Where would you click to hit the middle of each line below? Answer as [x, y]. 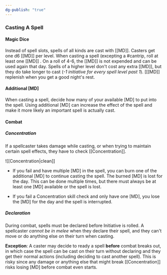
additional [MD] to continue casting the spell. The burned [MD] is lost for [88, 176]
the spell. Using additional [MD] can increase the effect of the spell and [79, 105]
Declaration [18, 213]
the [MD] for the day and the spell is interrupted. [62, 201]
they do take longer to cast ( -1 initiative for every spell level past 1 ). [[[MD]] [82, 72]
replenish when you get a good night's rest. [50, 77]
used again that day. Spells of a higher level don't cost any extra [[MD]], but [83, 66]
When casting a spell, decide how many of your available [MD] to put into [81, 99]
